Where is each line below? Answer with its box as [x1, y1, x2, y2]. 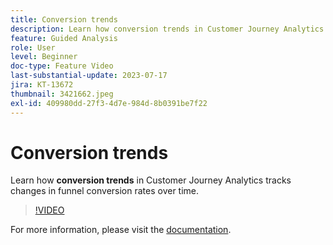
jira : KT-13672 [10, 80, 74, 90]
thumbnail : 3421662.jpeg [10, 89, 114, 99]
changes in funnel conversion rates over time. [10, 185, 200, 197]
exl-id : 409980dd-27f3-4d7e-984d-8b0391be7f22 [10, 98, 208, 108]
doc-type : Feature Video [10, 61, 114, 71]
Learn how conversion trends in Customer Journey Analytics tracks [10, 174, 292, 186]
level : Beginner [10, 52, 78, 62]
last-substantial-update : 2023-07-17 [10, 71, 168, 81]
